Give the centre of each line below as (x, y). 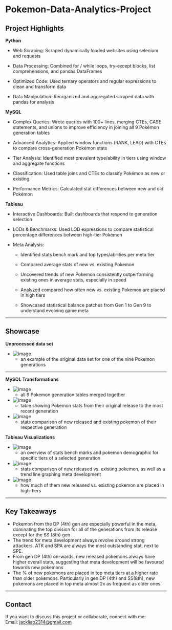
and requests (27, 56)
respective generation (44, 427)
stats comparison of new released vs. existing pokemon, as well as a (93, 469)
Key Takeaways (31, 512)
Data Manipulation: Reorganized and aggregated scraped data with (83, 96)
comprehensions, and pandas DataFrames (57, 71)
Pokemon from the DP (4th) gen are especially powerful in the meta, (85, 524)
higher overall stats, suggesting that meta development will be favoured (88, 562)
